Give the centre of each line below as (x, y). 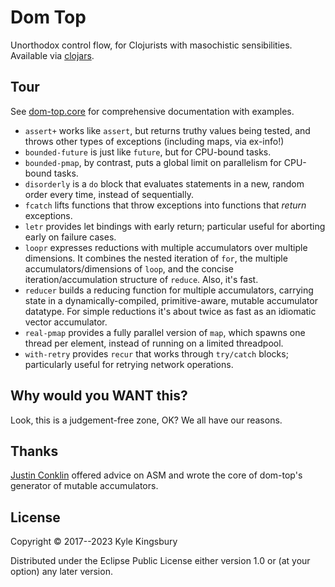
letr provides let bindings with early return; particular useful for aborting (175, 226)
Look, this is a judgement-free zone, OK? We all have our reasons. (146, 420)
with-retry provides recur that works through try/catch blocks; (156, 353)
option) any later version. (61, 572)
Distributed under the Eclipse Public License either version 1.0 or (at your (160, 561)
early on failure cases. (70, 237)
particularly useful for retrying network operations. (129, 364)
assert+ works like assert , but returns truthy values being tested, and (167, 130)
